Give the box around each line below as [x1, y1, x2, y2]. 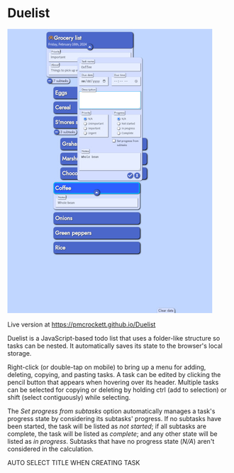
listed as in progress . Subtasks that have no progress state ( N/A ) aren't [7, 437, 215, 445]
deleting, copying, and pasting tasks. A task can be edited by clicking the [7, 370, 221, 378]
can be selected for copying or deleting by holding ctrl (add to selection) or [7, 386, 227, 394]
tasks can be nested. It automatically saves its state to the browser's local [7, 341, 223, 350]
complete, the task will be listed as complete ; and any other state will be [7, 429, 218, 438]
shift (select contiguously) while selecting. [7, 393, 131, 401]
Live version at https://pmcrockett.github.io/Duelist [7, 320, 156, 329]
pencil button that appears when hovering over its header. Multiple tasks [7, 378, 219, 386]
